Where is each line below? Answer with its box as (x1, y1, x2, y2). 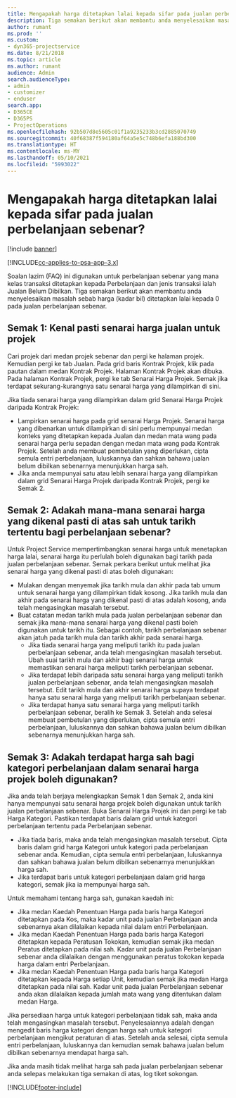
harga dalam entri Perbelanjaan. (17, 960, 110, 968)
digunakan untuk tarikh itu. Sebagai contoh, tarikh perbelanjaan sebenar (17, 626, 227, 635)
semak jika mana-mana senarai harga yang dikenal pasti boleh (17, 618, 199, 627)
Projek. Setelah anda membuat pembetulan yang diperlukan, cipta (17, 447, 209, 455)
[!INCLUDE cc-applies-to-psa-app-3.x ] (7, 258, 119, 266)
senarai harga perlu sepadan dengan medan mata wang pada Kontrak (17, 439, 220, 447)
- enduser (7, 96, 37, 103)
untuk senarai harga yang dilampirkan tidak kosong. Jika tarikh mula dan (17, 589, 228, 597)
